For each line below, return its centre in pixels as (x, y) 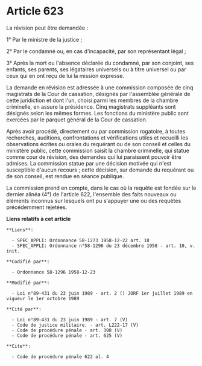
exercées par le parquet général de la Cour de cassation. (77, 120)
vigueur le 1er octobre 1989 (43, 298)
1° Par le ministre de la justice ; (44, 39)
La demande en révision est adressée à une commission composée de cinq (100, 87)
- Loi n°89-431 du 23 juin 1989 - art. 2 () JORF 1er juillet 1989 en (102, 293)
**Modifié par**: (28, 283)
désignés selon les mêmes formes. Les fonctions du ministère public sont (97, 113)
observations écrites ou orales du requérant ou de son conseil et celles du (99, 144)
